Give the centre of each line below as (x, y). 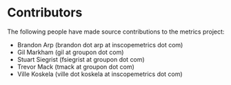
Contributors (45, 13)
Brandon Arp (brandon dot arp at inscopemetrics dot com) (100, 45)
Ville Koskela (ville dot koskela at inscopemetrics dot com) (100, 74)
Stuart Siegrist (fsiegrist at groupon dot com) (81, 59)
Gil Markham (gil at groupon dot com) (70, 52)
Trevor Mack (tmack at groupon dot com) (76, 66)
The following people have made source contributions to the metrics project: (116, 32)
